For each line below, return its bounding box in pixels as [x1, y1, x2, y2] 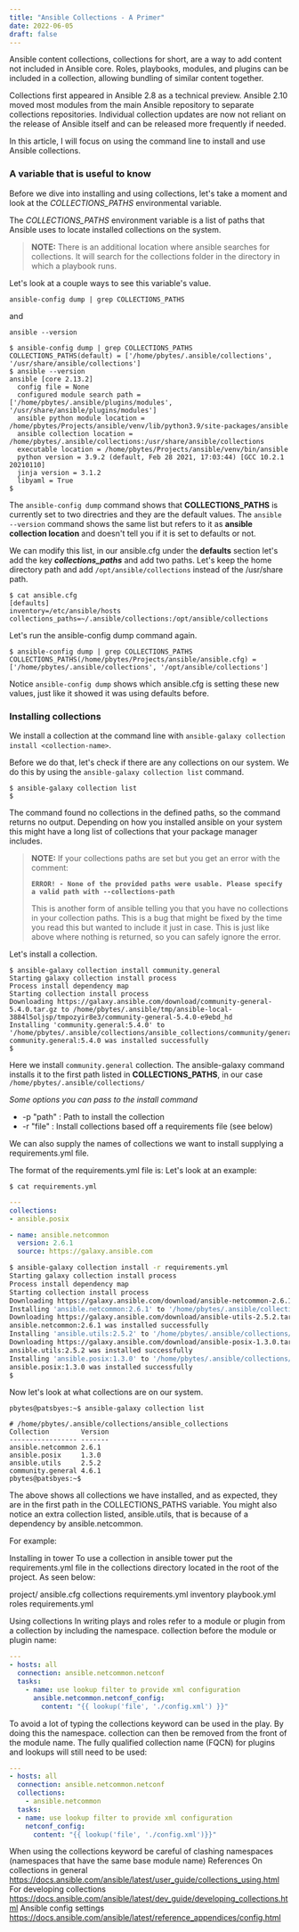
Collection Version [9, 1427, 109, 1436]
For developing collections [9, 1884, 107, 1895]
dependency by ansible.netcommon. [9, 1518, 143, 1529]
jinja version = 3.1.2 [17, 468, 101, 477]
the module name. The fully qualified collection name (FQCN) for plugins [9, 1737, 276, 1747]
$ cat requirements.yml [9, 1182, 98, 1191]
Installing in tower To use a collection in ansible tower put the [9, 1553, 233, 1564]
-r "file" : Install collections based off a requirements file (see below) [21, 1121, 273, 1131]
